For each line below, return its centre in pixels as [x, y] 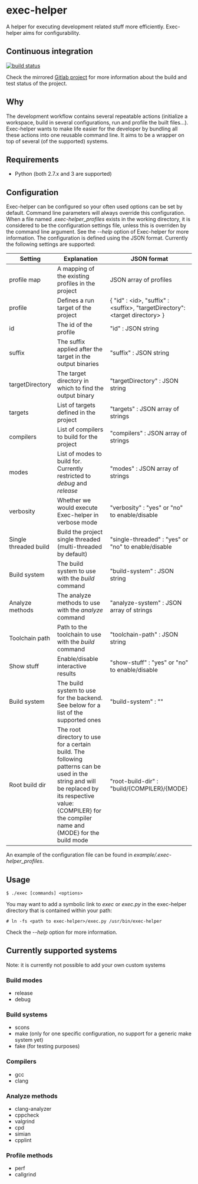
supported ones [79, 720]
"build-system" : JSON [142, 571]
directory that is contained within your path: [59, 910]
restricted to [74, 476]
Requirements [32, 160]
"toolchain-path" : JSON [144, 635]
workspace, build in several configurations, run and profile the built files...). [97, 122]
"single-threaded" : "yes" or [149, 539]
